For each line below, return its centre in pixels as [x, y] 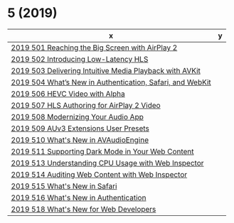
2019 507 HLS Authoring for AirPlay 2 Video [86, 105]
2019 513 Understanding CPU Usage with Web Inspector [107, 163]
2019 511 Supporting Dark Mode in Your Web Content [102, 151]
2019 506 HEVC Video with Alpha [68, 94]
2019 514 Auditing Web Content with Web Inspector [99, 174]
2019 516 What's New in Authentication [79, 197]
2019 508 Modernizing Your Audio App [77, 116]
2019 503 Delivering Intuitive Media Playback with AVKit [106, 70]
